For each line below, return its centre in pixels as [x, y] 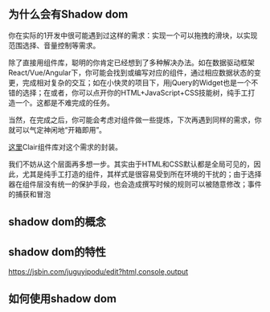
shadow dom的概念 [57, 222]
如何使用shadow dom [62, 299]
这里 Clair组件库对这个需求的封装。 [65, 146]
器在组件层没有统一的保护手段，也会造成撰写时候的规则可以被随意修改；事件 [135, 184]
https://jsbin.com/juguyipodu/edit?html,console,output [98, 272]
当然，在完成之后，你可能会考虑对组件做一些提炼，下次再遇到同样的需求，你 [135, 120]
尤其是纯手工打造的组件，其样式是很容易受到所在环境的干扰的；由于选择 [142, 174]
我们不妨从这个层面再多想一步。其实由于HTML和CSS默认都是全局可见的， [131, 164]
